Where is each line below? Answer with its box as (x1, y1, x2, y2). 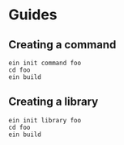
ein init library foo (8, 116, 82, 124)
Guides (8, 6, 58, 24)
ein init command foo (8, 59, 82, 67)
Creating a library (8, 95, 99, 109)
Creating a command (8, 38, 117, 52)
